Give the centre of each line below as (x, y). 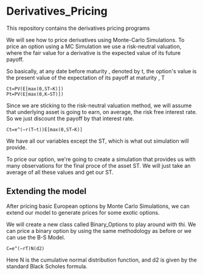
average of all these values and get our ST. (60, 172)
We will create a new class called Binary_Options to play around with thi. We (101, 224)
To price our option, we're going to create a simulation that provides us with (101, 159)
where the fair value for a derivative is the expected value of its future (94, 52)
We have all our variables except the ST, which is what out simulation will (98, 141)
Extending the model (46, 191)
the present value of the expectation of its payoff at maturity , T (86, 77)
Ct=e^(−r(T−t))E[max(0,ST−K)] (45, 129)
